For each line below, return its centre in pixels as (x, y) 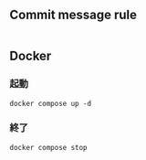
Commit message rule (73, 15)
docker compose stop (49, 147)
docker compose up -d (51, 103)
